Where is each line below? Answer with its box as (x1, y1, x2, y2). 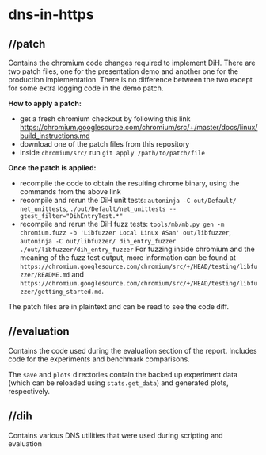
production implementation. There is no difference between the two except (8, 75, 253, 84)
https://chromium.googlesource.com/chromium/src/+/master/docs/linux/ (19, 123, 258, 132)
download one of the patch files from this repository (19, 140, 190, 148)
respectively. (8, 386, 50, 396)
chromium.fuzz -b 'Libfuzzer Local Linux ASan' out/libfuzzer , (19, 227, 232, 237)
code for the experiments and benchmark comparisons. (8, 354, 190, 364)
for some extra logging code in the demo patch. (8, 83, 164, 93)
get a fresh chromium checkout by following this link (19, 114, 191, 124)
